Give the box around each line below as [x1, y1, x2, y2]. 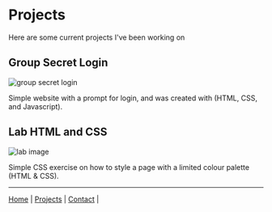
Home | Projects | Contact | [8, 194, 100, 204]
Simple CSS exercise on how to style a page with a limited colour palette [8, 162, 249, 172]
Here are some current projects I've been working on [8, 32, 185, 42]
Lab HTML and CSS [8, 125, 108, 139]
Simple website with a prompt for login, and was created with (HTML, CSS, [8, 93, 257, 103]
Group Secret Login [8, 56, 108, 70]
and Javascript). [8, 101, 63, 111]
